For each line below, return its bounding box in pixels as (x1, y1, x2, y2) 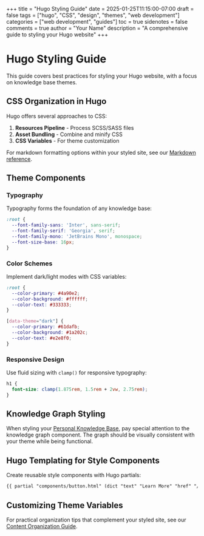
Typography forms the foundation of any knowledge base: (6, 205, 152, 212)
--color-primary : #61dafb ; (12, 324, 80, 330)
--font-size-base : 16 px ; (12, 239, 75, 245)
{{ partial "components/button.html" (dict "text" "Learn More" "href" (6, 483, 191, 489)
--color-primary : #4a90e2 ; (12, 290, 80, 296)
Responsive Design (6, 355, 65, 364)
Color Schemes (6, 259, 53, 268)
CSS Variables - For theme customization (15, 137, 120, 144)
